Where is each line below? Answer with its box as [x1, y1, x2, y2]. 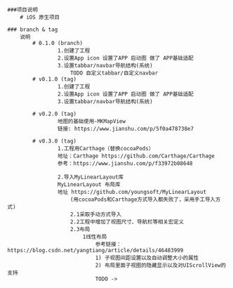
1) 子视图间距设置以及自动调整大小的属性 [95, 254, 199, 261]
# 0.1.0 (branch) [32, 39, 83, 46]
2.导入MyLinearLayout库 [57, 174, 124, 181]
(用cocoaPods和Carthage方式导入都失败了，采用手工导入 [69, 196, 216, 203]
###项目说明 [7, 6, 39, 13]
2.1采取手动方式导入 [69, 211, 121, 218]
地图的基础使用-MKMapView [57, 117, 126, 125]
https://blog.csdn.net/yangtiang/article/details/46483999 [7, 247, 184, 254]
